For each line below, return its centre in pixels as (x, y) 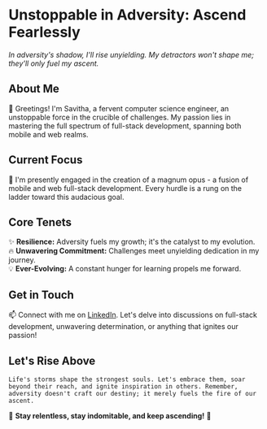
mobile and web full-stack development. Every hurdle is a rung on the (125, 188)
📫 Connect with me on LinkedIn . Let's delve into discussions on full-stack (133, 315)
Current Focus (46, 160)
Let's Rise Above (52, 360)
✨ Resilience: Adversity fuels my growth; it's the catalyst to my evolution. (132, 242)
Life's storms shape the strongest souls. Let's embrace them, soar (127, 379)
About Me (34, 89)
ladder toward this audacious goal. (66, 197)
